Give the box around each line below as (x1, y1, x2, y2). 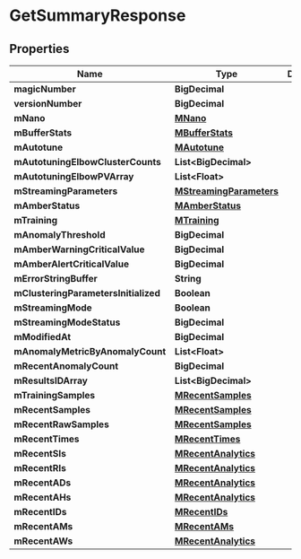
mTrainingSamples (13, 389, 96, 401)
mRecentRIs (13, 462, 67, 474)
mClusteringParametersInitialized (13, 287, 161, 299)
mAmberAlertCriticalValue (13, 258, 130, 270)
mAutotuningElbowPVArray (13, 170, 134, 182)
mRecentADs (13, 476, 72, 489)
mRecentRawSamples (13, 418, 109, 431)
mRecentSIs (13, 448, 67, 459)
